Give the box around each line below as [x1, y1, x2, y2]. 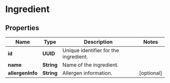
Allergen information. [62, 69, 112, 76]
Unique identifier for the [62, 47, 119, 54]
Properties [5, 24, 39, 32]
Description [83, 39, 113, 45]
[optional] [139, 69, 162, 76]
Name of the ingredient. [62, 61, 119, 68]
